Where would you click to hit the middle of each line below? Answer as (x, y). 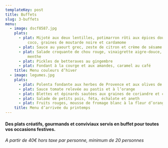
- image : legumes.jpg (32, 75)
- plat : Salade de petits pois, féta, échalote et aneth (79, 98)
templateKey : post (24, 10)
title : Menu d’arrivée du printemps (52, 108)
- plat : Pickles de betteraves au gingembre (65, 61)
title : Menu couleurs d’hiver (46, 71)
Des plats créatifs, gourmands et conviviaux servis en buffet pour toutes (82, 124)
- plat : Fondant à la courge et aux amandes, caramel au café (84, 66)
